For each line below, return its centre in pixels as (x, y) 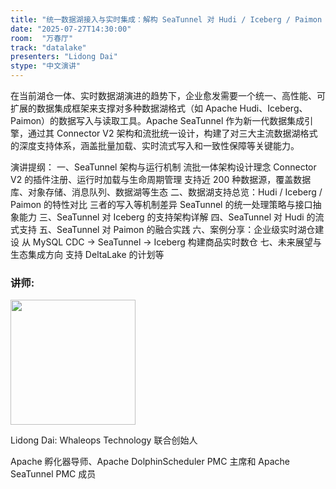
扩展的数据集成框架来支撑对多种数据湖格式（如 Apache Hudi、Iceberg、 (159, 108)
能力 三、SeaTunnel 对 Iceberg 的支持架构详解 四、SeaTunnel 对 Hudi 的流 (171, 217)
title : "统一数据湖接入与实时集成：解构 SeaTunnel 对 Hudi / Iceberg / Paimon (166, 19)
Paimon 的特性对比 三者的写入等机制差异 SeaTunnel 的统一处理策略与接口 (161, 204)
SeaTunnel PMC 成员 (53, 474)
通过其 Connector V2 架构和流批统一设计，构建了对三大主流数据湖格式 (172, 133)
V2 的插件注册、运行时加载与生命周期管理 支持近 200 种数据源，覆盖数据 (161, 179)
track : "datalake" (48, 47)
